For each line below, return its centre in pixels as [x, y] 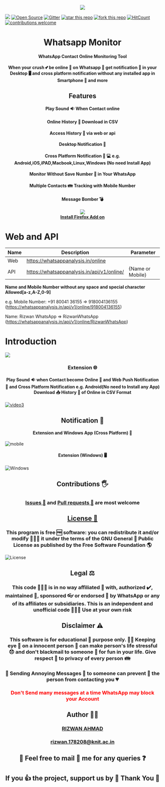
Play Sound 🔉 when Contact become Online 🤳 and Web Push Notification [82, 379]
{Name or [139, 269]
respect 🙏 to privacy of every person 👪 [82, 658]
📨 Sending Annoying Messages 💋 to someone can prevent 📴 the [82, 673]
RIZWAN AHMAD [82, 729]
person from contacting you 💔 [82, 679]
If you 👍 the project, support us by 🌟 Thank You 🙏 [82, 778]
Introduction [31, 342]
